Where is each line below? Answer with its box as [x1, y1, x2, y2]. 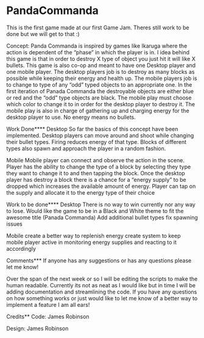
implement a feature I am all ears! [6, 301, 90, 308]
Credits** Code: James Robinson [6, 312, 90, 320]
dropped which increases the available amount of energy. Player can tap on [6, 182, 196, 190]
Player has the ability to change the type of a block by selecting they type [6, 163, 191, 170]
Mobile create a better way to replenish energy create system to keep [6, 232, 181, 239]
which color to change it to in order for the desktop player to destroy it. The [6, 100, 195, 107]
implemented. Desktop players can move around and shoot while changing [6, 132, 194, 139]
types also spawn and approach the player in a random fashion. [6, 145, 166, 152]
